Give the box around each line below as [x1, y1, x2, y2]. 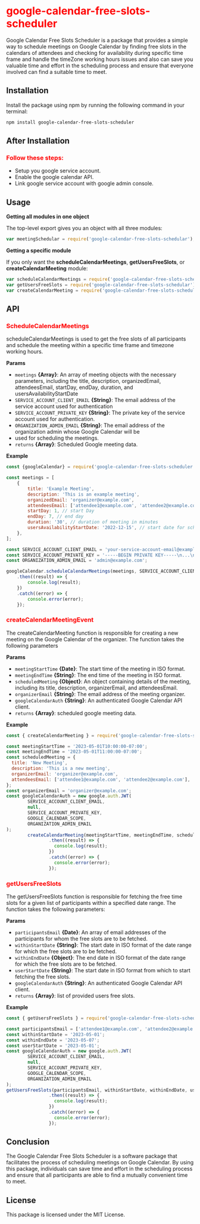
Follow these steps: [6, 153, 64, 162]
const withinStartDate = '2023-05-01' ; [6, 1031, 105, 1037]
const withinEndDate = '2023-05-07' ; [6, 1037, 100, 1043]
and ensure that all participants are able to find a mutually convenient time [6, 1172, 188, 1179]
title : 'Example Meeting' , [27, 486, 95, 492]
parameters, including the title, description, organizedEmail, [14, 378, 161, 385]
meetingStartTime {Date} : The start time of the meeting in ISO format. [14, 665, 186, 672]
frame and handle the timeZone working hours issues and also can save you [6, 55, 193, 63]
